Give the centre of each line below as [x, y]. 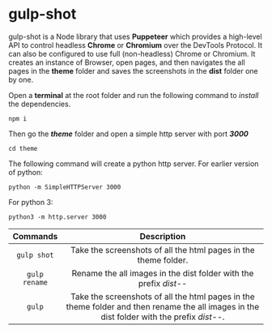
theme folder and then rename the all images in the [163, 306]
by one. [21, 79]
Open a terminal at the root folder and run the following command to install [134, 95]
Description [163, 236]
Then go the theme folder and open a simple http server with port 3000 [128, 134]
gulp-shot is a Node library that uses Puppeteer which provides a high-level [135, 36]
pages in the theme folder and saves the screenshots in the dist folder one [133, 70]
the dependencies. [40, 104]
